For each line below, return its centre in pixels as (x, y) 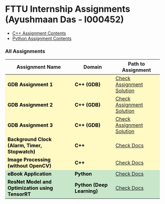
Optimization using (30, 188)
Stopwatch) (22, 152)
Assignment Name (39, 67)
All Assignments (25, 51)
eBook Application (29, 174)
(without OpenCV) (29, 166)
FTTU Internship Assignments (68, 9)
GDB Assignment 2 (30, 105)
